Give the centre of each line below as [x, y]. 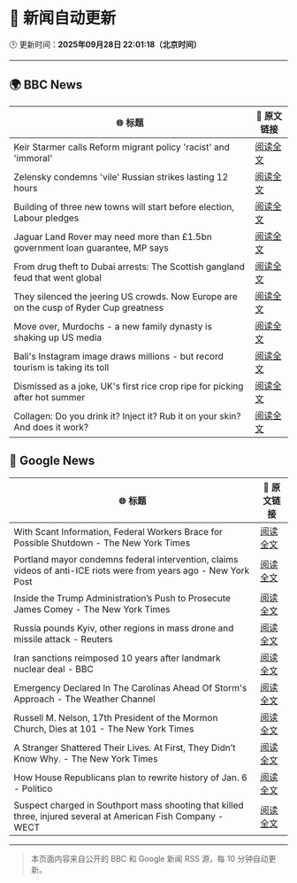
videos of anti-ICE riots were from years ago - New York [132, 570]
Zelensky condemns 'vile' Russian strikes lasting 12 [121, 176]
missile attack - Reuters [63, 639]
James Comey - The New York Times [92, 609]
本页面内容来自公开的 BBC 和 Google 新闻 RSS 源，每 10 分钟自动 [149, 858]
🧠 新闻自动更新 [63, 18]
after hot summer [49, 397]
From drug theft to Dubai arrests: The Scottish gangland [129, 267]
